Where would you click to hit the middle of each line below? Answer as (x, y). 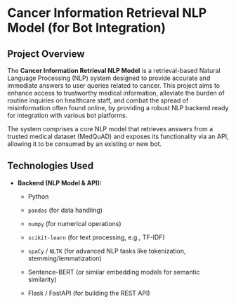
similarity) (42, 279)
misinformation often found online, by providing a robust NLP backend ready (118, 108)
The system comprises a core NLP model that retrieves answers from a (110, 129)
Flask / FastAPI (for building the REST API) (89, 293)
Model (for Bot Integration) (87, 28)
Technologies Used (50, 166)
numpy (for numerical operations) (74, 223)
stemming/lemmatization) (65, 258)
